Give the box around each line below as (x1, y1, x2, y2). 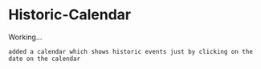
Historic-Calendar (8, 6, 132, 24)
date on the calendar (8, 55, 81, 63)
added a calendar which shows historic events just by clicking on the (8, 47, 253, 55)
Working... (8, 32, 43, 42)
